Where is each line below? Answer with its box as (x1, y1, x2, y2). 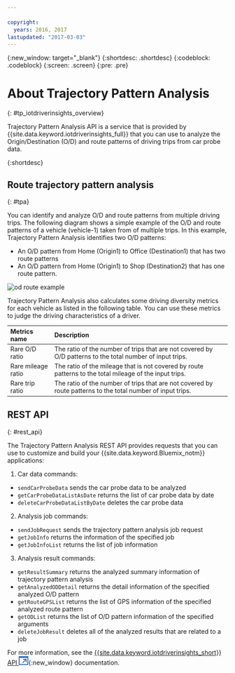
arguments (17, 620, 49, 628)
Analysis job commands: (17, 512, 89, 520)
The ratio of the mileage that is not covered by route (54, 362, 204, 370)
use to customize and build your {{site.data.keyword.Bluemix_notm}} (7, 448, 205, 457)
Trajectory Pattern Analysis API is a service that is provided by (7, 123, 187, 131)
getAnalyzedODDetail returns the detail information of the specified (17, 582, 210, 591)
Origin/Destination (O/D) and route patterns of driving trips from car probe (7, 138, 221, 146)
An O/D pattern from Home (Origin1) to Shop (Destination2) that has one (17, 262, 225, 270)
